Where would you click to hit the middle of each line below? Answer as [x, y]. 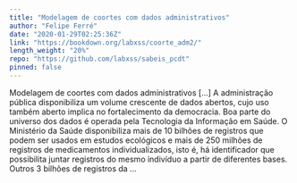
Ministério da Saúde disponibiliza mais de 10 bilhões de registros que [136, 130]
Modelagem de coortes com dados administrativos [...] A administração [141, 92]
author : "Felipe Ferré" [54, 26]
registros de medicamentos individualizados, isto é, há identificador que [142, 149]
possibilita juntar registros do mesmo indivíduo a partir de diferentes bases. [148, 159]
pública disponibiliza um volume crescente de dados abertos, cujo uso [140, 102]
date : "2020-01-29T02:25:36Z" [66, 34]
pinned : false [36, 68]
